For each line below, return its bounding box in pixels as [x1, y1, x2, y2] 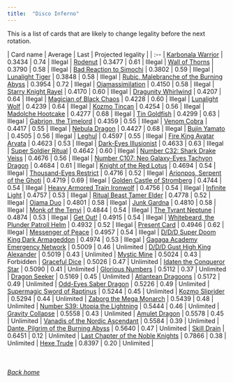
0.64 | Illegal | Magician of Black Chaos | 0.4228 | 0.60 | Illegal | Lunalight [7, 95, 218, 103]
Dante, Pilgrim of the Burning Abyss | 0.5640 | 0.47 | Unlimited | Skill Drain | [7, 324, 225, 332]
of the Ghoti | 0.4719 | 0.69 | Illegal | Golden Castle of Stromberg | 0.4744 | [7, 175, 222, 185]
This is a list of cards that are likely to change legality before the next [7, 29, 206, 38]
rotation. [7, 36, 31, 45]
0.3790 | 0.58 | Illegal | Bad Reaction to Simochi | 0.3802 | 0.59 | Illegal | [7, 65, 214, 73]
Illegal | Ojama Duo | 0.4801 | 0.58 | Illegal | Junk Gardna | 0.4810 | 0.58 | [7, 198, 216, 206]
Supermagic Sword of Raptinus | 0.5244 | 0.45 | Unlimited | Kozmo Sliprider [7, 287, 225, 295]
